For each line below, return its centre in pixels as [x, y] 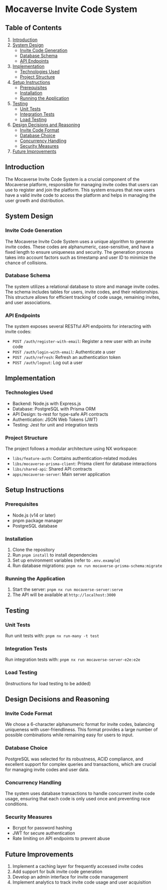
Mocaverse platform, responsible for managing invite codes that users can [82, 184]
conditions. [17, 804]
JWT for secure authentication [44, 833]
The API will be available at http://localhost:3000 [64, 595]
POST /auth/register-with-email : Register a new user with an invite [82, 341]
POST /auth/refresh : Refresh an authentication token [67, 357]
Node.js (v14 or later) [34, 515]
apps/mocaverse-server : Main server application [61, 475]
